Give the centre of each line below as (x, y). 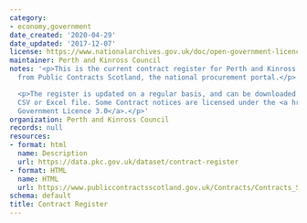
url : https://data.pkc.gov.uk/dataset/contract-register (128, 162)
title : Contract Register (58, 205)
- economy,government (51, 27)
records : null (37, 128)
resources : (30, 137)
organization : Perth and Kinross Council (90, 120)
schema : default (40, 196)
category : (28, 18)
